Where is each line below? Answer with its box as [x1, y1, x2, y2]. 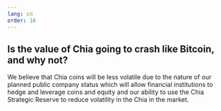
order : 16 [7, 17, 37, 24]
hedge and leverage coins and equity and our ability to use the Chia [7, 88, 205, 96]
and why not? [7, 54, 68, 66]
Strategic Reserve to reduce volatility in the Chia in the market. [7, 95, 189, 104]
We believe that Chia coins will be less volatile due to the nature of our [7, 73, 212, 81]
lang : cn [7, 10, 33, 18]
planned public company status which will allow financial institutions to [7, 81, 213, 89]
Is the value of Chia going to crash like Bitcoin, [7, 43, 215, 55]
